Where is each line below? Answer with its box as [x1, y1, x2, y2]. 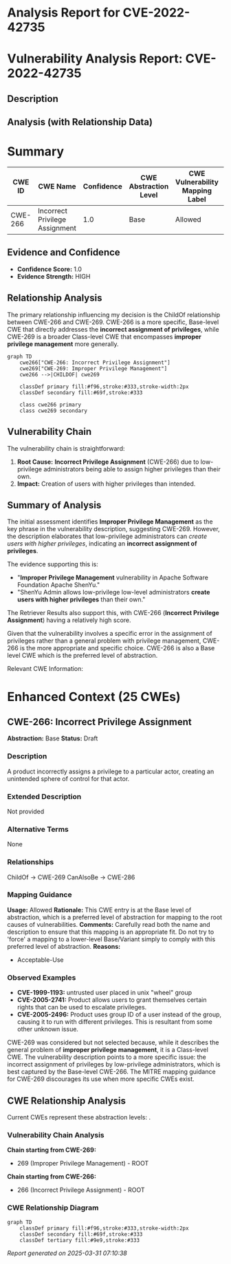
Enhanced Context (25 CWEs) [7, 689, 181, 705]
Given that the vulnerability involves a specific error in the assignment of [7, 630, 212, 638]
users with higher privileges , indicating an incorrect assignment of [7, 539, 197, 548]
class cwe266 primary [19, 401, 81, 408]
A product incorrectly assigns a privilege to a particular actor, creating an [7, 767, 214, 775]
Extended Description [7, 791, 82, 801]
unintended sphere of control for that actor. [7, 774, 130, 782]
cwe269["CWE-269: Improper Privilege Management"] [19, 365, 168, 372]
